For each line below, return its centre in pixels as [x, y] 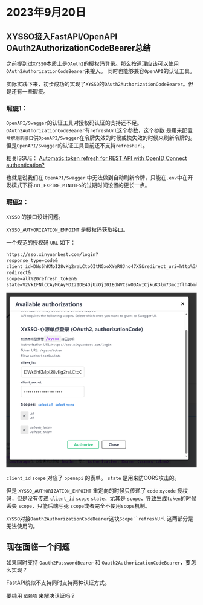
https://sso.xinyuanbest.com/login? [52, 254]
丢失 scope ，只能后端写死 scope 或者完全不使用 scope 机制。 [79, 505]
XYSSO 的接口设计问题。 [35, 216]
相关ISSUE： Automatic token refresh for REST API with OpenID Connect [97, 158]
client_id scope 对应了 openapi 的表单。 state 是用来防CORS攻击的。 [93, 478]
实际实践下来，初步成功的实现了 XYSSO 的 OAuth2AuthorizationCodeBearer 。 [97, 84]
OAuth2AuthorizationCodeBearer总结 [79, 48]
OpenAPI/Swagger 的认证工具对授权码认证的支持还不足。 [74, 123]
